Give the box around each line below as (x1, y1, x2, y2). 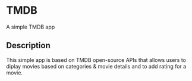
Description (6, 40, 51, 51)
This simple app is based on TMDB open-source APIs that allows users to (6, 56, 186, 63)
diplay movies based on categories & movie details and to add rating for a (6, 63, 187, 70)
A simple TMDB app (6, 23, 55, 30)
